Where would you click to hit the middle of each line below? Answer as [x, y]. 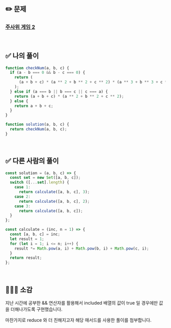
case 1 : [22, 187]
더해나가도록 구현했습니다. [36, 309]
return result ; [26, 258]
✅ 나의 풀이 [22, 56]
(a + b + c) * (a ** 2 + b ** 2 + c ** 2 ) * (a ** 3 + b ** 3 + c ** [94, 82]
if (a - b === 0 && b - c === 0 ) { [48, 73]
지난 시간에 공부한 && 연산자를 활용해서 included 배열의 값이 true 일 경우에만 [82, 303]
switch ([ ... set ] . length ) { [40, 182]
